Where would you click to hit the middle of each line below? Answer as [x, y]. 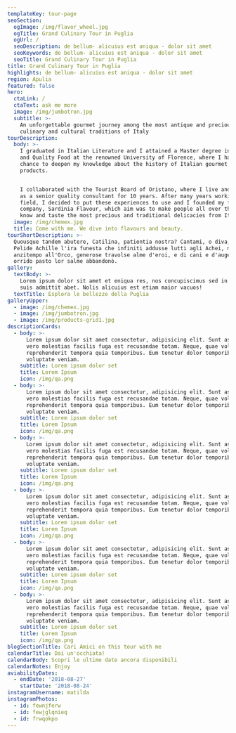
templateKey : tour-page [42, 14]
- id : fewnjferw [37, 706]
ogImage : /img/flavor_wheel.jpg [61, 27]
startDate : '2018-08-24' [56, 686]
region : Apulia [29, 79]
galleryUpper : [28, 300]
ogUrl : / [26, 40]
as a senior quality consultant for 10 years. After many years [116, 196]
